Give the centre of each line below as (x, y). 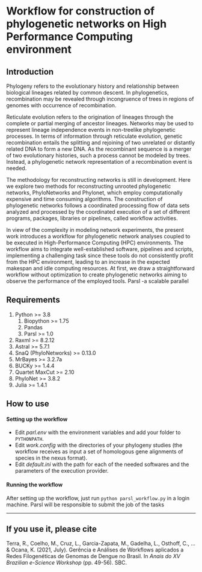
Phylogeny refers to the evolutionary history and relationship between (93, 86)
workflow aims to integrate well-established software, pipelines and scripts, (100, 249)
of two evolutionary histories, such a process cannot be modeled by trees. (98, 155)
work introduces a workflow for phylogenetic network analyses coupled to (98, 236)
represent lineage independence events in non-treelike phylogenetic (91, 130)
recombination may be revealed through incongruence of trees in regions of (100, 99)
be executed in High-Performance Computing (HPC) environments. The (95, 243)
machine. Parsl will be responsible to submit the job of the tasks (85, 505)
